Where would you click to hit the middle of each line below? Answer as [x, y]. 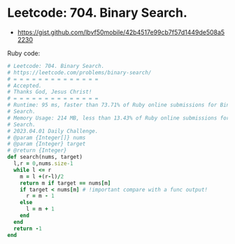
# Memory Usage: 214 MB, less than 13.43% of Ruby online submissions [112, 118]
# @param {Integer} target [47, 144]
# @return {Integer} [37, 151]
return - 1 [28, 229]
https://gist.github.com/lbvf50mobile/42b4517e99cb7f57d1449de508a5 [121, 32]
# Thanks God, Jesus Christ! [50, 92]
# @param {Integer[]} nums [47, 138]
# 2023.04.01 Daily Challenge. [53, 131]
